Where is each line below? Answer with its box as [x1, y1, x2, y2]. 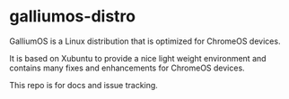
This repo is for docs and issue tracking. [9, 79, 159, 90]
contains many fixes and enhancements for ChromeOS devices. [9, 62, 245, 73]
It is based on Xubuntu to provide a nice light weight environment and [9, 53, 267, 63]
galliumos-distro [9, 6, 136, 27]
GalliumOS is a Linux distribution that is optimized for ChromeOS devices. [9, 36, 281, 46]
